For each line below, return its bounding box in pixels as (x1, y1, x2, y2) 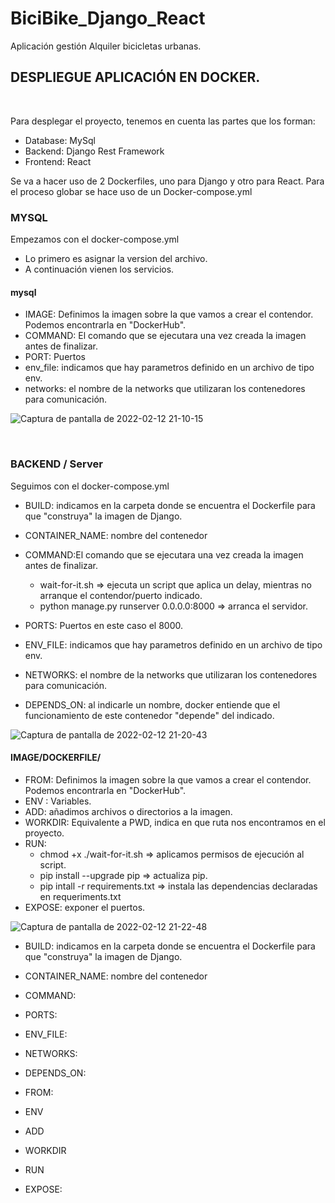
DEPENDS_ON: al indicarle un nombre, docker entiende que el (24, 698, 281, 711)
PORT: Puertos (24, 351, 87, 363)
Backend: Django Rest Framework (24, 145, 165, 157)
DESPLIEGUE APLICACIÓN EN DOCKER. (10, 69, 261, 86)
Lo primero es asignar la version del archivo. (24, 253, 208, 265)
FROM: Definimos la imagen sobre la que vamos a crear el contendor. (24, 773, 312, 786)
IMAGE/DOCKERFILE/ (10, 752, 102, 764)
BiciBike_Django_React (10, 7, 206, 30)
